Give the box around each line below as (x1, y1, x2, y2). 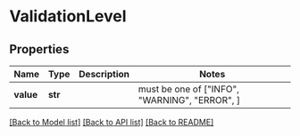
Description (79, 68, 129, 80)
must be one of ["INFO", (137, 83, 239, 95)
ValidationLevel (9, 6, 127, 27)
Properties (9, 42, 70, 57)
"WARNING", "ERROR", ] (137, 94, 241, 106)
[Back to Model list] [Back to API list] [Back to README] (9, 117, 214, 127)
